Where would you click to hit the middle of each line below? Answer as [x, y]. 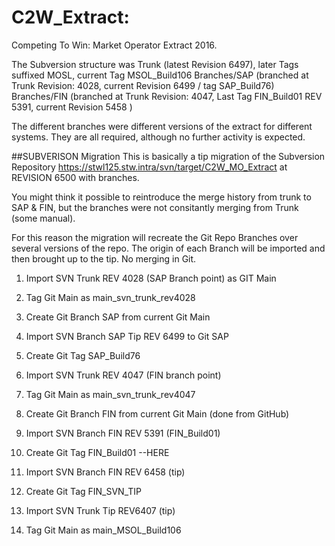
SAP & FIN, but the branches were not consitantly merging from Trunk [155, 207]
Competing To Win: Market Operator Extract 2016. [114, 45]
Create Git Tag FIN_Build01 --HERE [97, 452]
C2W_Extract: [70, 17]
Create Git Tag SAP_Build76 [83, 355]
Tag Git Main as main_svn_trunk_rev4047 [110, 394]
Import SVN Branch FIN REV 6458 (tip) [105, 472]
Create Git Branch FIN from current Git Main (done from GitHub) [157, 413]
